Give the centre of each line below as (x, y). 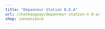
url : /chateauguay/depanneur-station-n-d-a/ (53, 14)
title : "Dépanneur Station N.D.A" (42, 10)
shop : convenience (24, 19)
